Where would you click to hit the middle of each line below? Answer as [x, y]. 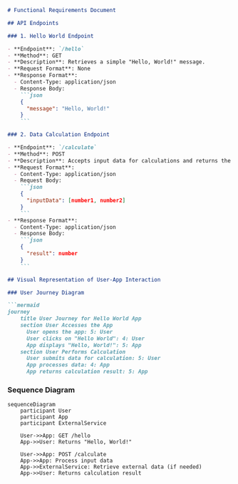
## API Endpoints [33, 23]
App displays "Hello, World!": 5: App [84, 345]
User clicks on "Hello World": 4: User [85, 339]
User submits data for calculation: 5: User [93, 359]
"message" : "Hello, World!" [68, 108]
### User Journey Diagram [46, 292]
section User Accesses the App [67, 325]
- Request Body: [38, 181]
